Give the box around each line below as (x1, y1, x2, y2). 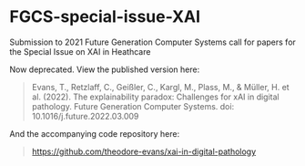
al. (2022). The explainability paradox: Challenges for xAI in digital (31, 91, 280, 102)
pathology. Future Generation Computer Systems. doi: (31, 100, 235, 111)
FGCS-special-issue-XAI (9, 6, 201, 27)
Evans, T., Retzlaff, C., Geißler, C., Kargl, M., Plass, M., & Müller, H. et (31, 81, 290, 92)
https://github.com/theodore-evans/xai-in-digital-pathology (31, 146, 257, 157)
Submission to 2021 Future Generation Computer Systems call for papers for (9, 36, 296, 47)
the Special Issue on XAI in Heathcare (9, 46, 151, 57)
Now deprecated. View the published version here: (9, 64, 200, 75)
